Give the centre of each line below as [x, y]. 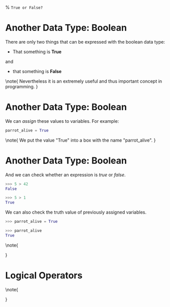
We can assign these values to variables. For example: [62, 121]
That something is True [37, 52]
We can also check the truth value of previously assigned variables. [76, 212]
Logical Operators [44, 276]
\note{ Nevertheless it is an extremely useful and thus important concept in [84, 81]
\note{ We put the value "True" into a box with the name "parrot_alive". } [80, 140]
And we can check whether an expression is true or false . [65, 175]
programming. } [22, 86]
